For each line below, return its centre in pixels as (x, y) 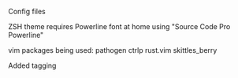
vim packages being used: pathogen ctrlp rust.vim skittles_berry (113, 50)
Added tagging (32, 65)
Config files (27, 11)
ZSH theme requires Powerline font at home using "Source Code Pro (119, 26)
